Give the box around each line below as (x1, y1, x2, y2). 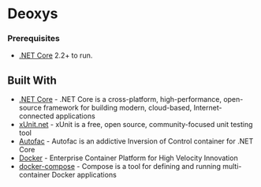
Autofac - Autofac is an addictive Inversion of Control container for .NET (18, 137, 254, 146)
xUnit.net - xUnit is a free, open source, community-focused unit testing (18, 120, 253, 129)
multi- (222, 162, 242, 171)
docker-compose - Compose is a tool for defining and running (18, 162, 222, 171)
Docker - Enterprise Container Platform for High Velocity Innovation (18, 153, 238, 163)
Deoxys (7, 5, 58, 23)
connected (18, 111, 54, 121)
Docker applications (51, 170, 117, 180)
